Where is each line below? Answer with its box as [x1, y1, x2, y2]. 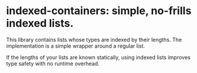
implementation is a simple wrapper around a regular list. [6, 42, 145, 49]
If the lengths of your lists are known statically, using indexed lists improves [6, 54, 191, 61]
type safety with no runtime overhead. [6, 60, 100, 67]
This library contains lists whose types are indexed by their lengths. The [6, 36, 182, 43]
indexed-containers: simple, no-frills [6, 4, 192, 18]
